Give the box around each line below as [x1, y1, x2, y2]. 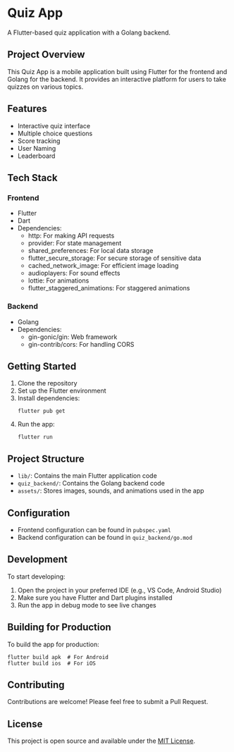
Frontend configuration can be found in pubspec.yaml [17, 525, 171, 534]
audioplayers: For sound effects [27, 269, 121, 278]
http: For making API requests [27, 231, 115, 240]
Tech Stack [7, 171, 58, 184]
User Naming [17, 144, 56, 152]
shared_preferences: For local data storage [27, 247, 154, 255]
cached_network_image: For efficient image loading [27, 261, 179, 270]
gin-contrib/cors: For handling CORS [27, 340, 135, 348]
